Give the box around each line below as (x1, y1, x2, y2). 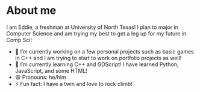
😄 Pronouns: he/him (14, 73, 66, 81)
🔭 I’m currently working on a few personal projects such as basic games (14, 48, 194, 55)
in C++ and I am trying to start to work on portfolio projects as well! (14, 54, 182, 61)
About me (6, 4, 57, 17)
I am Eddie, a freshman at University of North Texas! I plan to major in (6, 23, 179, 31)
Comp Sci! (6, 36, 32, 43)
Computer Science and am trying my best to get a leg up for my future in (6, 29, 187, 37)
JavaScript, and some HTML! (14, 67, 87, 74)
